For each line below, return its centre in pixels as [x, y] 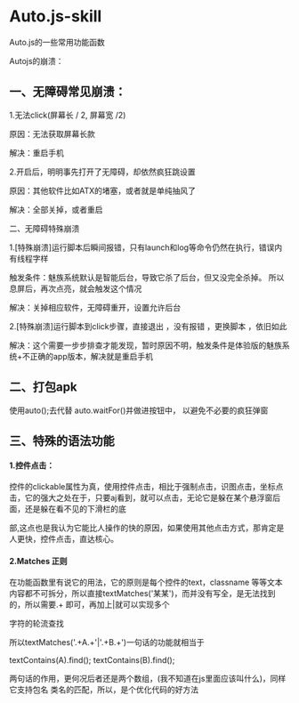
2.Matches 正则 [39, 561]
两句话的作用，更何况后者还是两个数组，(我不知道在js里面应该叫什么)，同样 [148, 679]
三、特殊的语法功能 [62, 441]
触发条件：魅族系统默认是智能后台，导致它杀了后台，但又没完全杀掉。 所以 [147, 277]
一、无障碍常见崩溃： [68, 92]
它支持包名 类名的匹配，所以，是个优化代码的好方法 [104, 690]
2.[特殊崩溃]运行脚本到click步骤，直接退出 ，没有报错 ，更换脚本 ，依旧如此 [148, 326]
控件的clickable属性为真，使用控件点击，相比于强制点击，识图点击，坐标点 [146, 487]
